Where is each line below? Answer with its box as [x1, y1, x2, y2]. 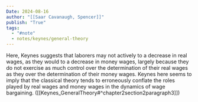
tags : [6, 25, 20, 31]
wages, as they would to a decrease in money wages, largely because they [6, 58, 189, 65]
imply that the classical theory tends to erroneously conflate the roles [6, 77, 176, 84]
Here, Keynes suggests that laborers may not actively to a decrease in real [6, 52, 187, 59]
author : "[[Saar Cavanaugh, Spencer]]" [6, 14, 105, 20]
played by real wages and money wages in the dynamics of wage [6, 83, 165, 90]
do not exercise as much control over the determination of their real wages [6, 64, 188, 71]
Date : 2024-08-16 [6, 8, 49, 15]
